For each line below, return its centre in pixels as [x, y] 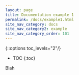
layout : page [19, 10]
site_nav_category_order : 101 [37, 34]
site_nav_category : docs [32, 24]
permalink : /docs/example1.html [39, 19]
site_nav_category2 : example [36, 29]
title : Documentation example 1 [39, 15]
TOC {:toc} [24, 58]
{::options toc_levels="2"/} [33, 48]
